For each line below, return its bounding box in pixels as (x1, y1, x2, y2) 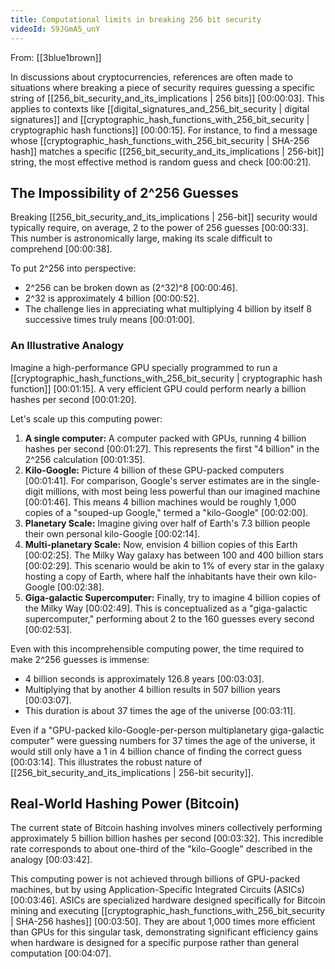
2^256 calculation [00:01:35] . (24, 453, 146, 465)
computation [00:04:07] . (10, 947, 112, 960)
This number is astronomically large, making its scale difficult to (10, 232, 273, 245)
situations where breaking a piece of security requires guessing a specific (10, 81, 315, 93)
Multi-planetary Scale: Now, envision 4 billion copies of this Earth (24, 538, 298, 550)
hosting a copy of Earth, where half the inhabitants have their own (24, 570, 297, 582)
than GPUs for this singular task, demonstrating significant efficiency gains (10, 926, 319, 938)
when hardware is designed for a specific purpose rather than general (10, 937, 300, 949)
